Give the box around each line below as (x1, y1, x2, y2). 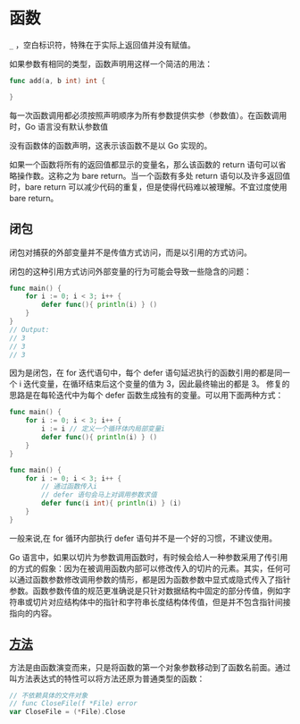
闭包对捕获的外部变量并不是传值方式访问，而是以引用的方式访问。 (9, 247, 252, 258)
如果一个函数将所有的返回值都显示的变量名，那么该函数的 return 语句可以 (9, 158, 279, 170)
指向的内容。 (9, 608, 56, 618)
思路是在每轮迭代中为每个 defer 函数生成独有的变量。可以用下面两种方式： (9, 390, 284, 401)
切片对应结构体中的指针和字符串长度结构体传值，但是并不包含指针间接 (32, 596, 291, 607)
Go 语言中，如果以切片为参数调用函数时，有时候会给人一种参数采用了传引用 (9, 551, 288, 562)
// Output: (9, 325, 50, 334)
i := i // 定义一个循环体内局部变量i (41, 424, 165, 434)
